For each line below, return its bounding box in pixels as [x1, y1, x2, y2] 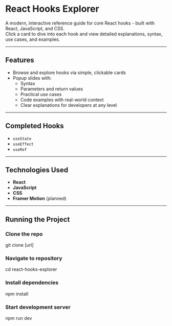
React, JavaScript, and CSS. [5, 25, 65, 31]
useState [12, 136, 32, 141]
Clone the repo [5, 230, 43, 238]
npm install [5, 291, 29, 297]
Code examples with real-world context [20, 97, 104, 103]
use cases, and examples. [5, 36, 60, 42]
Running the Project [5, 215, 70, 224]
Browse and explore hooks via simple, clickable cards [12, 69, 126, 76]
